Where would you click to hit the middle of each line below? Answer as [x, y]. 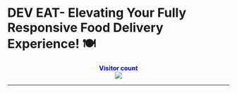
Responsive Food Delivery [85, 28]
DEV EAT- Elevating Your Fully [97, 13]
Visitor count [119, 68]
